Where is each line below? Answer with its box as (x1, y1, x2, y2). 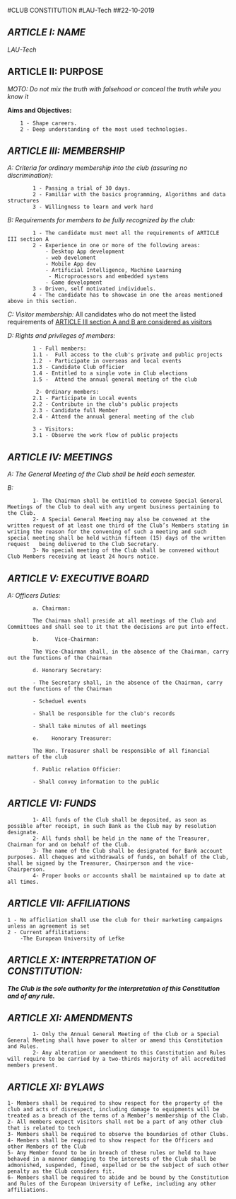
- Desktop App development (45, 248, 125, 256)
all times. (7, 878, 40, 885)
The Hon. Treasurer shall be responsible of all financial (33, 747, 211, 755)
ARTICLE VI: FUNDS (7, 797, 97, 809)
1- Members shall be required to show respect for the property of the (7, 1100, 223, 1107)
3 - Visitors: (33, 426, 74, 433)
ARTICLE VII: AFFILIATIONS (7, 897, 131, 909)
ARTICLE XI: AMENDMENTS (7, 1012, 133, 1024)
